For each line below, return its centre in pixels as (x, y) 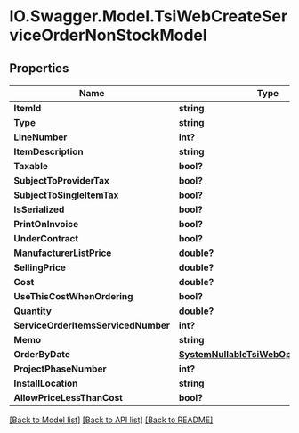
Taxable (31, 166)
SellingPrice (40, 267)
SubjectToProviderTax (61, 180)
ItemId (28, 108)
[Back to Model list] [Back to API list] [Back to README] (111, 420)
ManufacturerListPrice (63, 253)
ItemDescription (48, 151)
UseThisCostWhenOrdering (73, 296)
